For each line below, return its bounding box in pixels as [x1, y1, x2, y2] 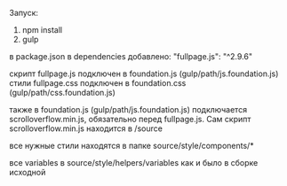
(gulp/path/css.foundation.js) [9, 88, 116, 97]
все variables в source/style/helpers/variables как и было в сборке [9, 158, 259, 167]
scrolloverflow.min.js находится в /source [9, 123, 163, 134]
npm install [21, 25, 63, 35]
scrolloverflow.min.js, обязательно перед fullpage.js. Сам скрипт [9, 114, 251, 124]
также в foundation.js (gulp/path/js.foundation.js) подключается [9, 105, 247, 114]
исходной [9, 167, 46, 177]
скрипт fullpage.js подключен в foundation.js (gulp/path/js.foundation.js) [9, 68, 279, 79]
